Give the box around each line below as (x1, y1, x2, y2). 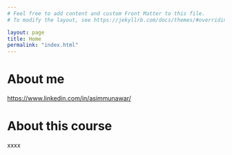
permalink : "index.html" (7, 42, 79, 49)
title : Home (7, 35, 41, 42)
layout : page (7, 29, 45, 36)
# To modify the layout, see (7, 17, 91, 23)
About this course (7, 118, 113, 134)
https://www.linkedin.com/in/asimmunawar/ (7, 94, 131, 103)
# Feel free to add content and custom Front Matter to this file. (7, 10, 206, 17)
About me (7, 72, 65, 87)
